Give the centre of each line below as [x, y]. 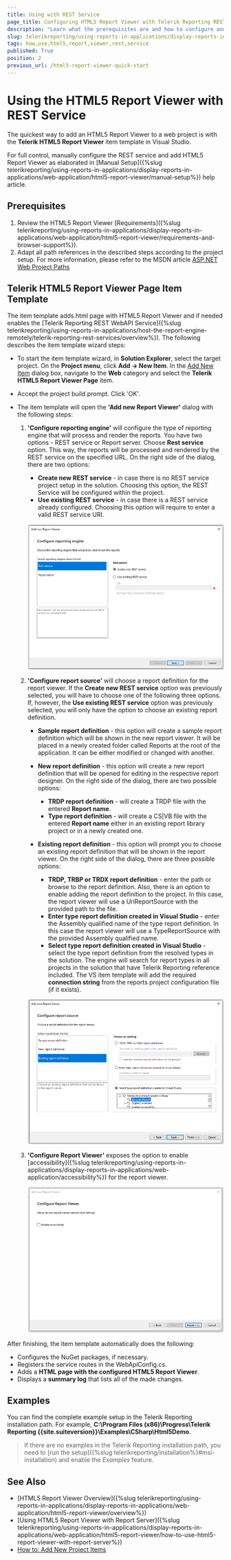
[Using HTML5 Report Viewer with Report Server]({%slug [98, 1520]
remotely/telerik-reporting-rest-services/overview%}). [84, 338]
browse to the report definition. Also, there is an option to [129, 887]
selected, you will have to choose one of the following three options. [124, 695]
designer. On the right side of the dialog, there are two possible [127, 781]
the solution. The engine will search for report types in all [129, 960]
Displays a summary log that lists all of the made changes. [100, 1379]
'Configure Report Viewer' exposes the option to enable [108, 1155]
